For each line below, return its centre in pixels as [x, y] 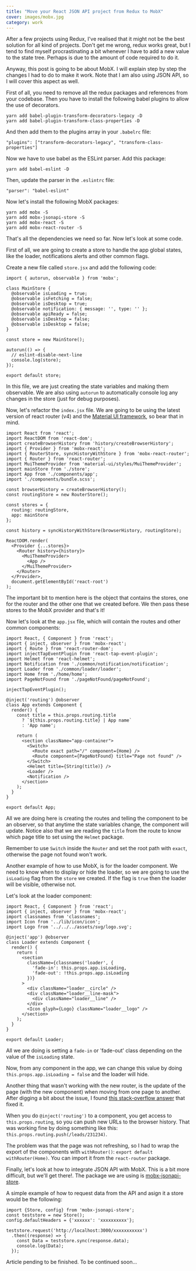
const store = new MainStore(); [45, 340]
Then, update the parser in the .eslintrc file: [61, 180]
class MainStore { [28, 288]
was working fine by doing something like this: [62, 1128]
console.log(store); [36, 360]
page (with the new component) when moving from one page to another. [94, 1092]
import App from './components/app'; [52, 475]
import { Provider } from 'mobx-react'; [56, 449]
